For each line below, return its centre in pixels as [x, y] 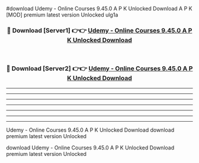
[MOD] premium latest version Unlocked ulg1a [62, 15]
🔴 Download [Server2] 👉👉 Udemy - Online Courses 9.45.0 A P [99, 69]
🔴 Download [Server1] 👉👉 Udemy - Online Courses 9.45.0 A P [99, 30]
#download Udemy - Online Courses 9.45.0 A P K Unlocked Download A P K [99, 9]
